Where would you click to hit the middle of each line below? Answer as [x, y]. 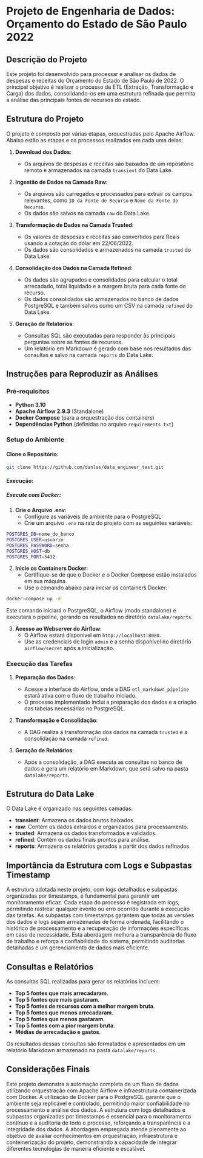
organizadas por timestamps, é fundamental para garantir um [83, 896]
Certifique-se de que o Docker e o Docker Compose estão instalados [110, 575]
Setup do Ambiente [35, 440]
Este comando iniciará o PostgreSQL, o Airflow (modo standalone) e [91, 611]
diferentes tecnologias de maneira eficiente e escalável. [76, 1148]
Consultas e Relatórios [50, 967]
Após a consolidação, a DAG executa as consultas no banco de [103, 762]
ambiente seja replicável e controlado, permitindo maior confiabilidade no [98, 1103]
